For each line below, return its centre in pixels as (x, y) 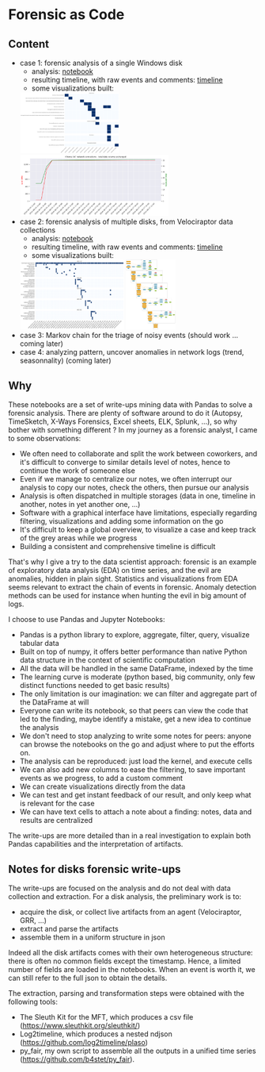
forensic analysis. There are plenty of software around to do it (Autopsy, (125, 413)
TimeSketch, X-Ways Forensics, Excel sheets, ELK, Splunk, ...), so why (123, 421)
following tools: (33, 1002)
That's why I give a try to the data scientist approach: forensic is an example (132, 562)
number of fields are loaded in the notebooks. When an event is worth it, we (132, 969)
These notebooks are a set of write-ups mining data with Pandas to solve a (131, 405)
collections (38, 230)
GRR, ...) (33, 920)
